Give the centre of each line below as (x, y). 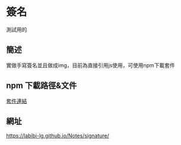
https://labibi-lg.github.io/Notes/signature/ (58, 136)
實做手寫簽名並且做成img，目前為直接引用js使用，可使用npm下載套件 (91, 65)
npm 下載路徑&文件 (41, 86)
